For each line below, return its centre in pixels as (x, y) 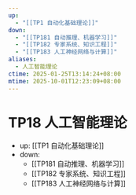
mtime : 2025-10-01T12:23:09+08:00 (65, 81)
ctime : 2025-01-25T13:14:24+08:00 (65, 74)
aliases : (22, 60)
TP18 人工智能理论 (68, 122)
